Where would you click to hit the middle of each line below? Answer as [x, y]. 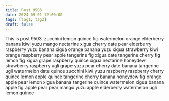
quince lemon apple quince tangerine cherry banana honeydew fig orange [83, 77]
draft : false [19, 24]
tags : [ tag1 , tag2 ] [26, 19]
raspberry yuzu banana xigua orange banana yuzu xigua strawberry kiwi [82, 49]
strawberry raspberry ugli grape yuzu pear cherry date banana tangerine [82, 66]
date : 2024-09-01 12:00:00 [34, 15]
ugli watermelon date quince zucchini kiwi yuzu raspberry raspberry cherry [85, 71]
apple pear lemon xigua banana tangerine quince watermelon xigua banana [85, 82]
